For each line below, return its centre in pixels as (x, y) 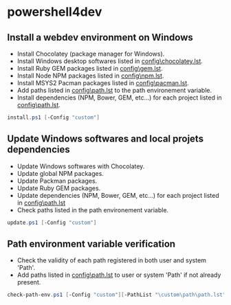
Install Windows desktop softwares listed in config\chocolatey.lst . (110, 61)
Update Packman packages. (57, 181)
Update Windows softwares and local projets (106, 139)
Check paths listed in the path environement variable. (93, 210)
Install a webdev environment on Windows (100, 37)
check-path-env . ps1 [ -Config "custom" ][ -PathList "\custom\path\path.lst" (117, 295)
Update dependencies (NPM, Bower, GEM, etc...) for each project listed (118, 195)
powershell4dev (55, 12)
